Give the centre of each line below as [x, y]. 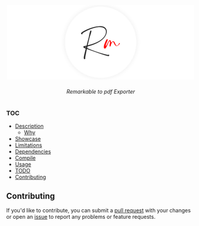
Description [29, 126]
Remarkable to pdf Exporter [101, 91]
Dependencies [33, 152]
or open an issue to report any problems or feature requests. [81, 216]
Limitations [28, 145]
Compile [25, 158]
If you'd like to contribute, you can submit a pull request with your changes [99, 210]
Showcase [28, 139]
